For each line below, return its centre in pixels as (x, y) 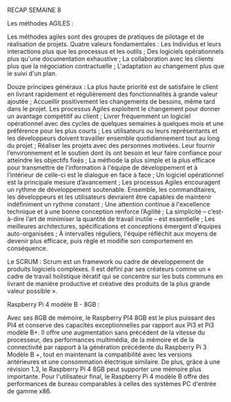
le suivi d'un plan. (32, 73)
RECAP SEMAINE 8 (34, 10)
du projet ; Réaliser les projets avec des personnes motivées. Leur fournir (111, 145)
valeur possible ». (32, 291)
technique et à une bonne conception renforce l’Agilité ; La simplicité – (107, 211)
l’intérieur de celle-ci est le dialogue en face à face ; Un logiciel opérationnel (115, 175)
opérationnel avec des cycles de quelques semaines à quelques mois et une (115, 123)
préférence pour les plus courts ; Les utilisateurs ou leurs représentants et (112, 131)
